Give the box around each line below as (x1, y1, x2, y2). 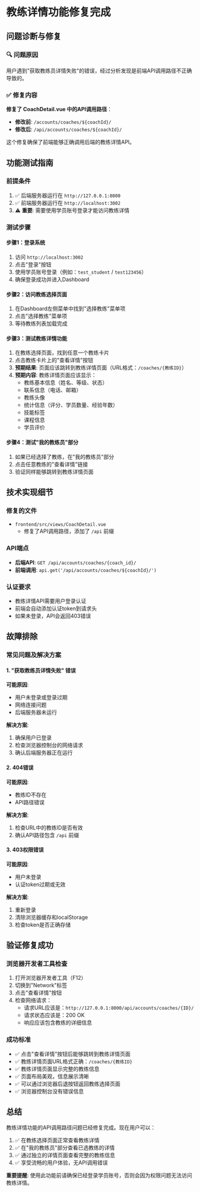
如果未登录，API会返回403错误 (14, 612, 91, 619)
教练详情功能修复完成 (6, 5, 112, 19)
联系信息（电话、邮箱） (23, 387, 82, 394)
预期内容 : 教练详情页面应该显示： (14, 372, 97, 379)
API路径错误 (14, 798, 45, 805)
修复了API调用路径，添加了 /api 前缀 (23, 528, 115, 535)
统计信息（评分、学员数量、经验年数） (23, 402, 118, 409)
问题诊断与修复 (6, 31, 61, 41)
